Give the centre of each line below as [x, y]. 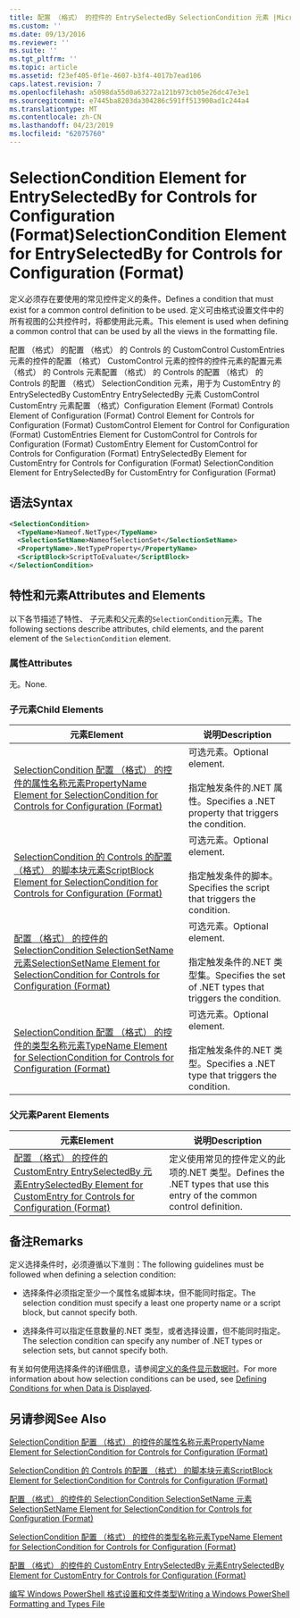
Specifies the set [250, 976]
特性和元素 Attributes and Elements [108, 595]
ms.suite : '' [33, 51]
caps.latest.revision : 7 [55, 84]
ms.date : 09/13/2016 [48, 34]
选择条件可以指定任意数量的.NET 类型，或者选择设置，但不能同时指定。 [154, 1331]
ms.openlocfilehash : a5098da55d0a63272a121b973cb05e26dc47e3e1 [129, 92]
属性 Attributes [41, 663]
